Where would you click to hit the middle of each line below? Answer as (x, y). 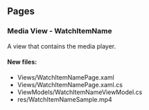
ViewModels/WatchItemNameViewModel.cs (80, 92)
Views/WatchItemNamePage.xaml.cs (70, 84)
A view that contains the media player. (62, 46)
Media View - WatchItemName (60, 31)
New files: (22, 62)
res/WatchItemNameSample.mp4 (64, 99)
